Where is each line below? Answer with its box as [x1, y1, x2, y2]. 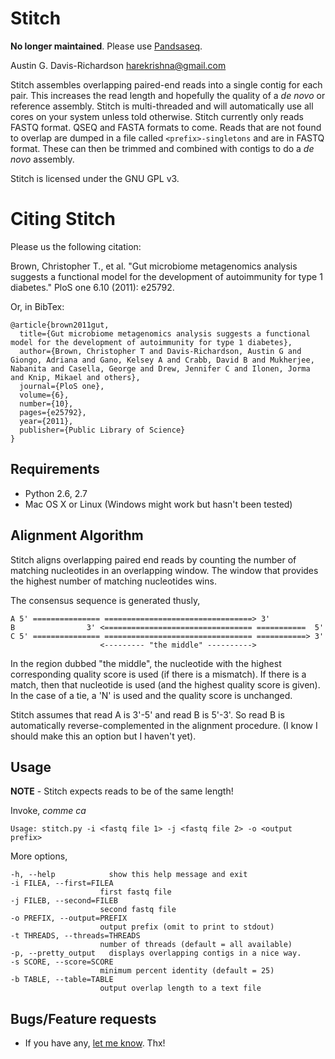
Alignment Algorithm [10, 527, 144, 544]
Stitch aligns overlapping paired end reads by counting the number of [10, 553, 297, 566]
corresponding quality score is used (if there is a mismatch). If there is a [10, 668, 307, 680]
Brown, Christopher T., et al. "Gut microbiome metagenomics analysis [10, 260, 298, 272]
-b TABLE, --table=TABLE [10, 975, 114, 985]
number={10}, [19, 398, 74, 409]
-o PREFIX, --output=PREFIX [10, 913, 128, 924]
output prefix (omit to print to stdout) [99, 922, 275, 932]
